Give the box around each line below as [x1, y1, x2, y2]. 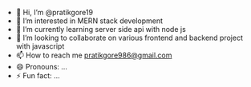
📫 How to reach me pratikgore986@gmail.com [15, 50, 172, 60]
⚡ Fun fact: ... [15, 71, 60, 80]
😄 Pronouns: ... [15, 62, 68, 71]
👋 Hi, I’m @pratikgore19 [15, 8, 94, 17]
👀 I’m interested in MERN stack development [15, 16, 163, 26]
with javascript [15, 42, 65, 51]
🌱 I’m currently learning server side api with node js [15, 25, 186, 34]
